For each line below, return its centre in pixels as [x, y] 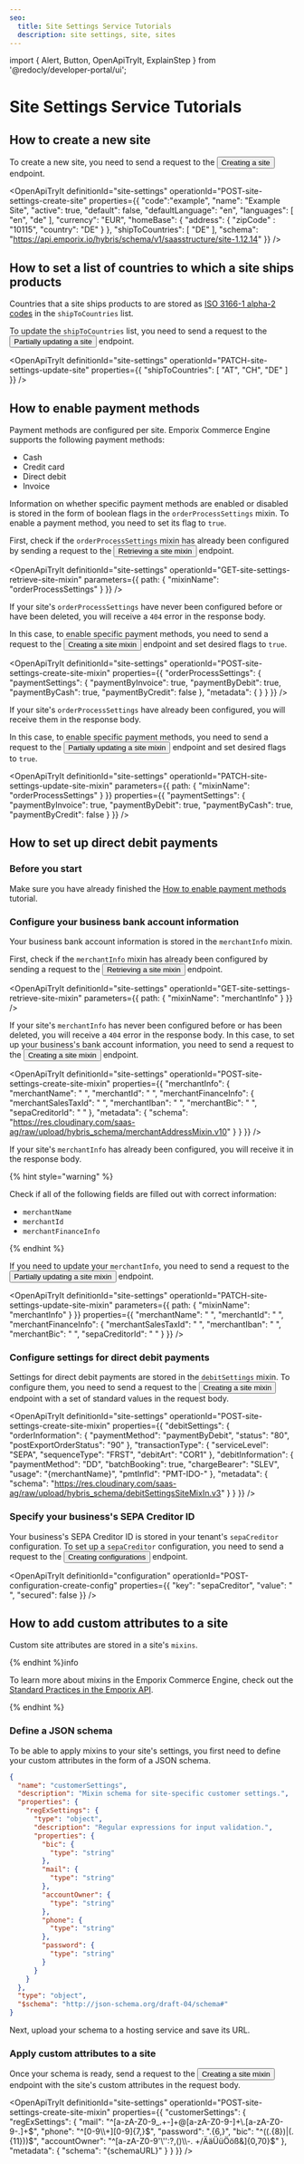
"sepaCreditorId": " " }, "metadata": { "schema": [99, 1112]
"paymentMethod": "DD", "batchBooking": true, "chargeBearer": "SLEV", [145, 1464]
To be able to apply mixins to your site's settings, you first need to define [145, 1751]
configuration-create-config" [63, 1585]
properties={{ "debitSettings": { [171, 1426]
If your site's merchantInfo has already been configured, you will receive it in [152, 1149]
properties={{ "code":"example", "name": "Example [185, 201]
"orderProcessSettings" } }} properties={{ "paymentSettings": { [128, 795]
